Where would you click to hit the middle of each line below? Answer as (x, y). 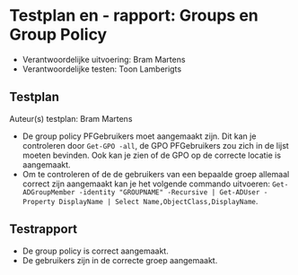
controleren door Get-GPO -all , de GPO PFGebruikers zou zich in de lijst (155, 145)
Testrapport (44, 229)
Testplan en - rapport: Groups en (134, 16)
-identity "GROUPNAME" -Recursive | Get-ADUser (170, 192)
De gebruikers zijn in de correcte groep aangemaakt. (120, 260)
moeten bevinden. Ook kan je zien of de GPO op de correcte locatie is (151, 155)
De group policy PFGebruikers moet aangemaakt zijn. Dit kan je (139, 136)
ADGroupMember (48, 192)
